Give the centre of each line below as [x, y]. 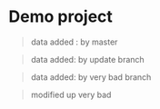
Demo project [60, 17]
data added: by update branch [87, 59]
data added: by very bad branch [91, 77]
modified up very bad [71, 94]
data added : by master [74, 42]
